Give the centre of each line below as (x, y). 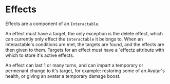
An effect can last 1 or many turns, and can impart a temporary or (74, 65)
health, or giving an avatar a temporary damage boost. (63, 76)
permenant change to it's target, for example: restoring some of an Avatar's (85, 71)
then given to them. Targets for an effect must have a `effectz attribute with (85, 50)
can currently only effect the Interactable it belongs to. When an (74, 39)
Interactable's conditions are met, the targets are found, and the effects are (85, 44)
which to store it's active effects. (40, 55)
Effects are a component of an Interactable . (52, 24)
